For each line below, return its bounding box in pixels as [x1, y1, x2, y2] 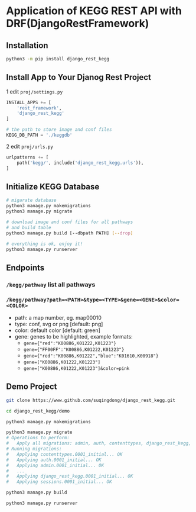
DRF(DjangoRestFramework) [6, 17, 149, 30]
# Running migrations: [6, 446, 62, 452]
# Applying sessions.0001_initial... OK [6, 479, 112, 485]
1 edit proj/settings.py [6, 88, 63, 95]
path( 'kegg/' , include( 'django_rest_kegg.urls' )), [17, 160, 144, 166]
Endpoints [6, 262, 45, 273]
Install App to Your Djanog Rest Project [6, 72, 152, 82]
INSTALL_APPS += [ [6, 99, 51, 105]
